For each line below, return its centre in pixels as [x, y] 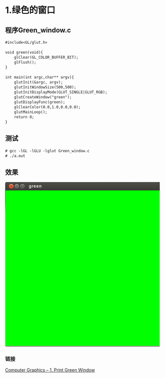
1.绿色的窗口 [30, 10]
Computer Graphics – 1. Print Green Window [50, 370]
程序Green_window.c [38, 30]
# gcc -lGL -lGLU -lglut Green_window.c [48, 151]
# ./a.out [15, 156]
